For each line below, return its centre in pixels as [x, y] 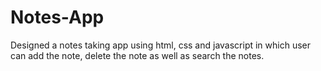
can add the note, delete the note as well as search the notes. [137, 55]
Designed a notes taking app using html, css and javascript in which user [161, 45]
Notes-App [57, 17]
